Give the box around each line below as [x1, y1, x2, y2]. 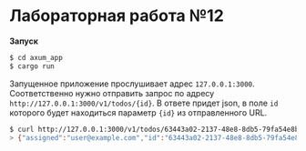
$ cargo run [9, 61, 55, 71]
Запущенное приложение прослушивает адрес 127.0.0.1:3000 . [9, 78, 255, 89]
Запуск [9, 35, 39, 46]
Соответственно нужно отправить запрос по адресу [9, 87, 215, 98]
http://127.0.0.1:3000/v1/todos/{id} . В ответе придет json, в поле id [9, 97, 279, 108]
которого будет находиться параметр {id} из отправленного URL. [9, 106, 268, 118]
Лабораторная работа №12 [9, 5, 225, 26]
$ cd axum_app [9, 53, 64, 62]
